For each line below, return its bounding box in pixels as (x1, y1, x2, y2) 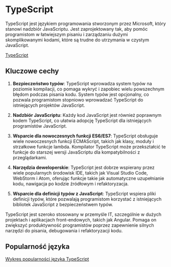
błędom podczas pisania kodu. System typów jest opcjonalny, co (12, 91, 149, 98)
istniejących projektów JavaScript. (12, 102, 85, 108)
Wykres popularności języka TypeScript (5, 256, 89, 262)
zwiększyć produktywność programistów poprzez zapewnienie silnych (5, 222, 154, 228)
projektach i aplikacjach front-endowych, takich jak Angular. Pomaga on (5, 216, 157, 223)
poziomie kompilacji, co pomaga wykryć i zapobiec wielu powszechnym (12, 86, 165, 92)
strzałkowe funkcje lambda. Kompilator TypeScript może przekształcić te (12, 143, 166, 150)
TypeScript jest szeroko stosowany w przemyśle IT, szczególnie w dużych (5, 211, 162, 217)
